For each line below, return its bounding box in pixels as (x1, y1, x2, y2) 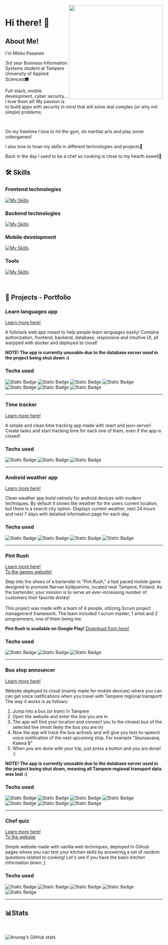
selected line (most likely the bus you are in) (12, 724, 103, 730)
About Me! (5, 37, 39, 46)
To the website (5, 834, 36, 840)
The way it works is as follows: (5, 698, 68, 704)
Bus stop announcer (5, 667, 55, 674)
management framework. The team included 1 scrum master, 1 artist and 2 (5, 610, 158, 616)
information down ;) (5, 860, 46, 866)
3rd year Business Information (5, 60, 67, 66)
